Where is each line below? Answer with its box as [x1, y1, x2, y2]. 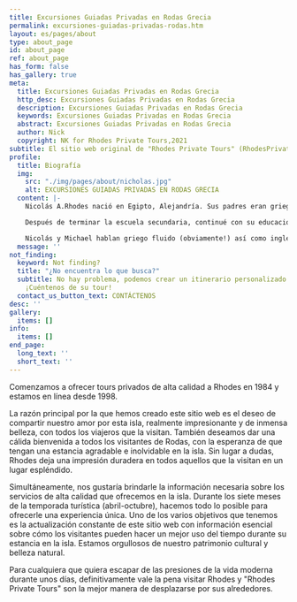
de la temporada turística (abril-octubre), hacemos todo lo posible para [9, 500, 268, 511]
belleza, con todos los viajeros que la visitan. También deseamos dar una [9, 426, 276, 438]
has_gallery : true [9, 71, 77, 80]
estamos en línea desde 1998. [9, 391, 118, 401]
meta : [9, 79, 29, 88]
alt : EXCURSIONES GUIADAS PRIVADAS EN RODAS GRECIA [25, 186, 219, 194]
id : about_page [9, 46, 65, 55]
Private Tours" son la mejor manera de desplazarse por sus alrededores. [9, 583, 273, 593]
